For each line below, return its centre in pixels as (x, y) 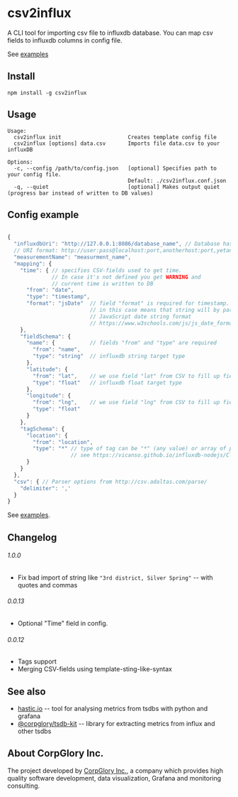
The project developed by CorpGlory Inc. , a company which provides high (115, 770)
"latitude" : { (47, 369)
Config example (43, 215)
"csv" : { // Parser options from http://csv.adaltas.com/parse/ (110, 482)
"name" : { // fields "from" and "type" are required (121, 343)
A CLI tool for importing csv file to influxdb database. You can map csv (110, 33)
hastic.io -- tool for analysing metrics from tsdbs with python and (113, 709)
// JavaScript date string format (141, 316)
